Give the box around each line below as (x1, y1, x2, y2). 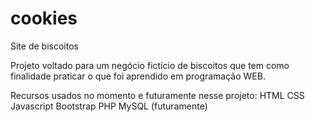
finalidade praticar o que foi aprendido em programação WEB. (10, 70, 266, 82)
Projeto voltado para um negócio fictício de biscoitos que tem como (10, 59, 290, 71)
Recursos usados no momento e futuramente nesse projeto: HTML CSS (10, 89, 305, 101)
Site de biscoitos (10, 40, 79, 52)
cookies (10, 7, 78, 30)
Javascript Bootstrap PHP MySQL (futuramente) (10, 100, 208, 112)
